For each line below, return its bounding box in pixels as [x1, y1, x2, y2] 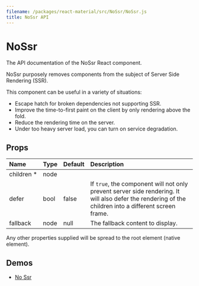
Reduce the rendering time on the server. [14, 119, 115, 126]
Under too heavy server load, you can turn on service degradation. [14, 125, 178, 132]
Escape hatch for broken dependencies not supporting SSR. [14, 100, 162, 107]
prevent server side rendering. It [90, 188, 180, 196]
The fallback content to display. [90, 219, 178, 227]
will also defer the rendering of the [90, 195, 186, 203]
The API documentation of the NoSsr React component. [6, 59, 142, 66]
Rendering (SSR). [6, 77, 49, 84]
